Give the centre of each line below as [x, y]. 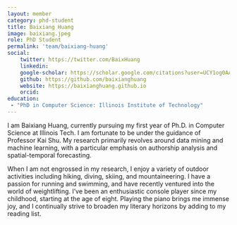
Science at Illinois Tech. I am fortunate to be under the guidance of [104, 133]
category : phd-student [41, 20]
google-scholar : [44, 72]
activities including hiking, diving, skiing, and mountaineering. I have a [109, 176]
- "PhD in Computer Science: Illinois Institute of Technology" [107, 105]
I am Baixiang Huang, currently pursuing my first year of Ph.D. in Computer [116, 125]
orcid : [30, 92]
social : [19, 53]
